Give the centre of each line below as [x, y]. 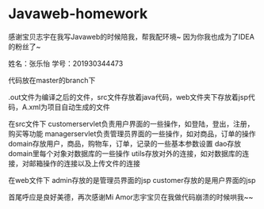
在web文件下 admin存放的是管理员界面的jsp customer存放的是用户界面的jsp [132, 180]
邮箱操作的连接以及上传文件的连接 [84, 163]
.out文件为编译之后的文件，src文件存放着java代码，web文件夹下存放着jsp [128, 97]
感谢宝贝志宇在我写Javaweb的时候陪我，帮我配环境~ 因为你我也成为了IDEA [132, 36]
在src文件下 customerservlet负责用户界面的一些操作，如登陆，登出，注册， [131, 123]
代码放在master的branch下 [52, 80]
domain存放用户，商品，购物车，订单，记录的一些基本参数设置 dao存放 [125, 143]
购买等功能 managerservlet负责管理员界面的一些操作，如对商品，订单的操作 [132, 133]
